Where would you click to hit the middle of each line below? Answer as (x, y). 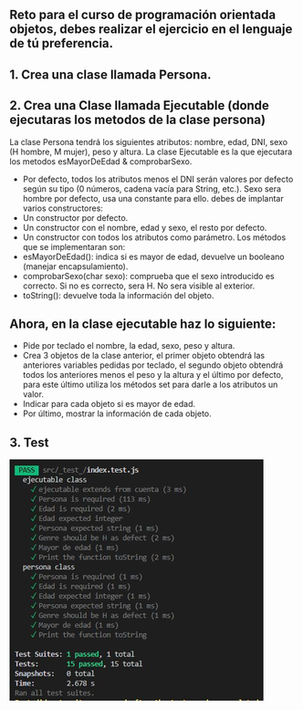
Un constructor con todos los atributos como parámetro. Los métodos (154, 237)
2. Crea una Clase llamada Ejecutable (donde (139, 105)
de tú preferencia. (62, 43)
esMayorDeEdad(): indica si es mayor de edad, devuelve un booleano (153, 256)
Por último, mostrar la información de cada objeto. (117, 413)
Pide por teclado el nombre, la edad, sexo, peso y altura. (129, 346)
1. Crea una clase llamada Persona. (110, 74)
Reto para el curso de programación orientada (143, 15)
